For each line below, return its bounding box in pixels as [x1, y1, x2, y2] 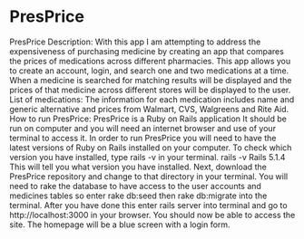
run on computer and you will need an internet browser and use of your [9, 122, 277, 133]
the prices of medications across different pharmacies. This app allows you [9, 55, 291, 66]
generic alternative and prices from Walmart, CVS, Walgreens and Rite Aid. [9, 103, 289, 114]
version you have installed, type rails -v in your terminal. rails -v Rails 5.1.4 [9, 151, 286, 162]
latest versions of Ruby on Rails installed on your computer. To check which [9, 142, 292, 153]
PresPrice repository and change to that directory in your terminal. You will [9, 170, 289, 182]
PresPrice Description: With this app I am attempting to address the [9, 36, 261, 47]
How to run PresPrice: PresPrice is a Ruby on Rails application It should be [9, 113, 288, 124]
